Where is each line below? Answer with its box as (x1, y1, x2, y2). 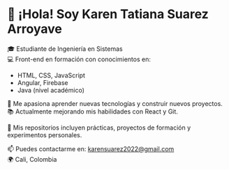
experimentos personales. (7, 130, 82, 139)
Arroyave (7, 21, 63, 37)
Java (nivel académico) (17, 86, 85, 94)
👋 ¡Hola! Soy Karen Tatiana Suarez (7, 6, 209, 22)
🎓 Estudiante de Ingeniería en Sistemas (7, 45, 124, 53)
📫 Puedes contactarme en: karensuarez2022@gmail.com (7, 144, 175, 153)
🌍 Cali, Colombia (7, 155, 57, 163)
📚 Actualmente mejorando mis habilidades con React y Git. (7, 107, 178, 116)
